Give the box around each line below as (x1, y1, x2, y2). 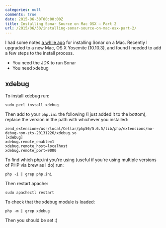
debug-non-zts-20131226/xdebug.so (5, 130, 77, 135)
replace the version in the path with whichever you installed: (5, 116, 128, 122)
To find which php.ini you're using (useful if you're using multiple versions (5, 157, 157, 163)
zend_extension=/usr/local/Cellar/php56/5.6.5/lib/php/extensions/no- (5, 126, 155, 131)
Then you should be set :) (5, 217, 58, 223)
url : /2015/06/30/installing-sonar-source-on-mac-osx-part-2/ (5, 26, 137, 31)
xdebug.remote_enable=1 (5, 139, 55, 144)
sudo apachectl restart (5, 190, 55, 195)
